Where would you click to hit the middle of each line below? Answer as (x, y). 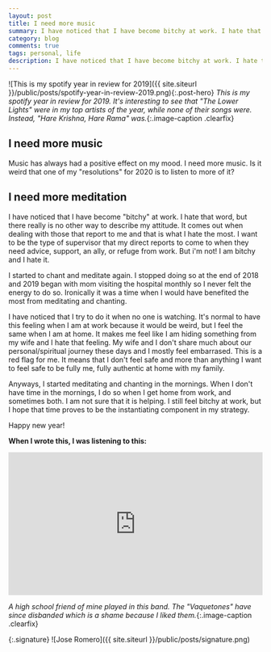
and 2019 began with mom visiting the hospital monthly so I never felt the (130, 284)
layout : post (30, 16)
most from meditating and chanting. (68, 301)
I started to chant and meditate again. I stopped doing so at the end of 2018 (134, 275)
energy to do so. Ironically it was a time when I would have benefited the (129, 292)
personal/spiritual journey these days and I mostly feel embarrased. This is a (135, 351)
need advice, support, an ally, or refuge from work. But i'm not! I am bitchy (132, 250)
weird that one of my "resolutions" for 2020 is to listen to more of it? (122, 171)
